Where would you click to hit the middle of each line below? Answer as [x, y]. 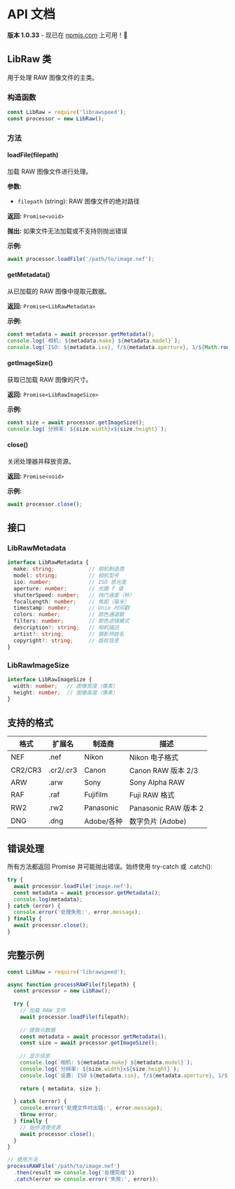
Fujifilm [96, 795]
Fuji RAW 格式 [152, 795]
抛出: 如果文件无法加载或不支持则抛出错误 [67, 231]
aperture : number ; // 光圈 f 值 [69, 588]
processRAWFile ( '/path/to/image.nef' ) [64, 1166]
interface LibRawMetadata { [48, 563]
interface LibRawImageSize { [50, 679]
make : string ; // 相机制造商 [69, 569]
